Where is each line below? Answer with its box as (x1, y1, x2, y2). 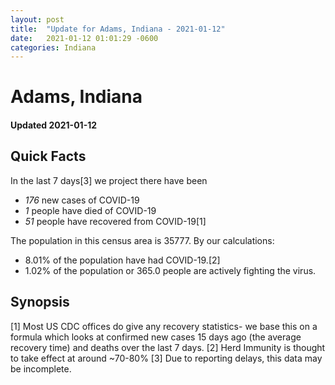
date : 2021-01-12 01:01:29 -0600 (10, 33, 159, 43)
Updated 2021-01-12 (10, 119, 98, 131)
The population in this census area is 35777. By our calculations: (10, 234, 275, 246)
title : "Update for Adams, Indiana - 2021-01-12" (10, 24, 226, 34)
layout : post (10, 14, 65, 25)
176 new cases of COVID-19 (24, 194, 140, 206)
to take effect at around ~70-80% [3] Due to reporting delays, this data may (10, 352, 323, 364)
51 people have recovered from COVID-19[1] (24, 215, 207, 227)
